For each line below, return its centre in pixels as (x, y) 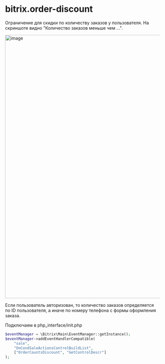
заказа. (13, 315)
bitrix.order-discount (49, 9)
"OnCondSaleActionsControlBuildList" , (54, 348)
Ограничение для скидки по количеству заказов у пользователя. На (77, 23)
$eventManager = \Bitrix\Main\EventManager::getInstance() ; (68, 334)
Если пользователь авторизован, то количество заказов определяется (80, 305)
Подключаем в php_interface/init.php (44, 325)
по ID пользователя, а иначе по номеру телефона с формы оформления (81, 310)
